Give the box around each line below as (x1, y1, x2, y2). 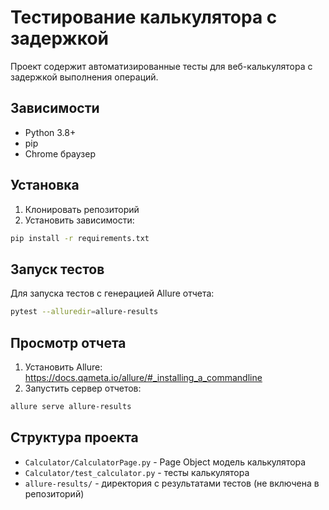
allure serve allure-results (10, 401, 132, 411)
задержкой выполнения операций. (10, 71, 159, 83)
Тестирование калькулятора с (10, 6, 278, 29)
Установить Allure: (24, 361, 103, 373)
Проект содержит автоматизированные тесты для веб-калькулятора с (10, 60, 313, 72)
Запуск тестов (10, 261, 105, 278)
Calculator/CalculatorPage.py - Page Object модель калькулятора (24, 456, 307, 468)
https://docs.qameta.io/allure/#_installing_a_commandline (24, 371, 263, 383)
